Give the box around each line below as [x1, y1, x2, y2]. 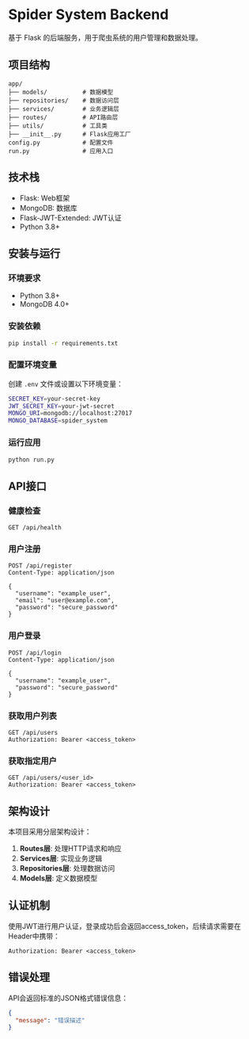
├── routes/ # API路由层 [8, 113, 119, 121]
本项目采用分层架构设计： [8, 827, 92, 837]
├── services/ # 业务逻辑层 [8, 105, 120, 113]
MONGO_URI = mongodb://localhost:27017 [8, 410, 133, 418]
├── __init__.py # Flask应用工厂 [8, 130, 132, 138]
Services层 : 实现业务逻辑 [19, 854, 103, 863]
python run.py [8, 456, 55, 464]
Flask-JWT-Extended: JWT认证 [19, 212, 123, 223]
